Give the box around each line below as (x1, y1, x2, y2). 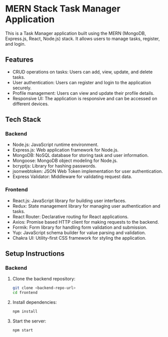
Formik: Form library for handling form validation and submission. (12, 224, 147, 230)
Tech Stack (5, 115, 41, 124)
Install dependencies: (12, 299, 57, 305)
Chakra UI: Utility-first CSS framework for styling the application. (12, 235, 146, 241)
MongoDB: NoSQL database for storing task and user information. (12, 152, 149, 158)
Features (5, 56, 34, 64)
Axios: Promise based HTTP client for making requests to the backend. (12, 219, 159, 225)
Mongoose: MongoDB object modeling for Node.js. (12, 157, 118, 163)
